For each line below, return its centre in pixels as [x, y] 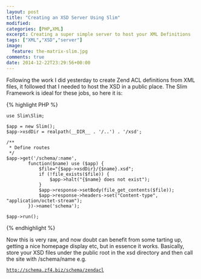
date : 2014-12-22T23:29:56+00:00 [48, 62]
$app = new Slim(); [31, 126]
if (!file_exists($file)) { [74, 174]
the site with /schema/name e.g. [46, 259]
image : [15, 46]
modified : [19, 23]
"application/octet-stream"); [44, 201]
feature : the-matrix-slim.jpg [50, 52]
